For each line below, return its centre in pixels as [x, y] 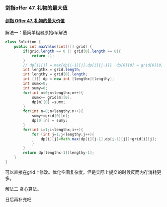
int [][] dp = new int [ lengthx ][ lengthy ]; [69, 79]
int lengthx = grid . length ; [52, 70]
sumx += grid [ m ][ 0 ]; [52, 97]
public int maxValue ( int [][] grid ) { [53, 47]
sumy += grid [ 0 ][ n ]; [51, 116]
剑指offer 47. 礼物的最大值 [37, 7]
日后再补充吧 [18, 199]
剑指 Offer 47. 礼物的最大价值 [35, 20]
